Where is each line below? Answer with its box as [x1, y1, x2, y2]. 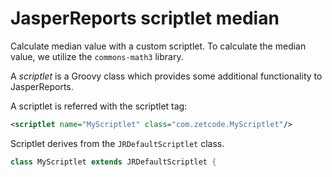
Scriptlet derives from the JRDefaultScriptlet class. [10, 137, 225, 149]
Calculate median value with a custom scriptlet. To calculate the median [10, 40, 307, 52]
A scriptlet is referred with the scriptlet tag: [10, 100, 188, 112]
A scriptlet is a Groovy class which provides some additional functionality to [10, 70, 323, 82]
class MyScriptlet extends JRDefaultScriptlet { [10, 157, 217, 167]
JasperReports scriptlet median [10, 7, 280, 30]
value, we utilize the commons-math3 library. [10, 50, 184, 62]
